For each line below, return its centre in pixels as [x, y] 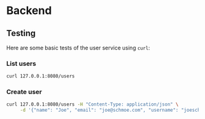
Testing [21, 33]
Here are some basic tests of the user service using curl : [78, 48]
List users [21, 63]
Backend [29, 11]
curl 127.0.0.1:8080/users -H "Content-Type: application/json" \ [92, 104]
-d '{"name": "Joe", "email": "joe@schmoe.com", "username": [99, 110]
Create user [24, 92]
